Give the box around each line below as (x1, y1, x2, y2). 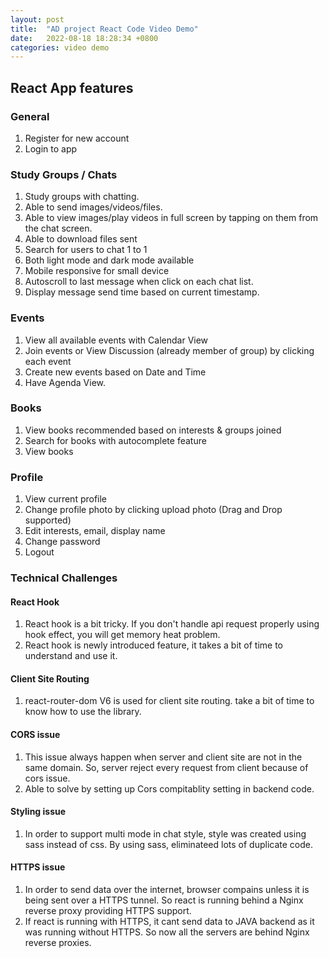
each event (24, 355, 72, 367)
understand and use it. (24, 650, 118, 662)
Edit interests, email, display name (24, 525, 166, 537)
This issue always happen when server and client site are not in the (24, 751, 303, 763)
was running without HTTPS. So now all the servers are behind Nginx (24, 926, 310, 938)
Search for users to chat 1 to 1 (24, 244, 148, 256)
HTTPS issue (10, 861, 66, 873)
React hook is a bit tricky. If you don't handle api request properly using (24, 618, 320, 630)
